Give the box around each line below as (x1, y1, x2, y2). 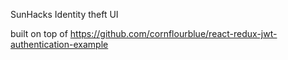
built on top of (10, 28, 68, 39)
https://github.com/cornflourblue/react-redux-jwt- (69, 28, 278, 39)
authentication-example (10, 39, 109, 50)
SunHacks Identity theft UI (10, 9, 119, 20)
